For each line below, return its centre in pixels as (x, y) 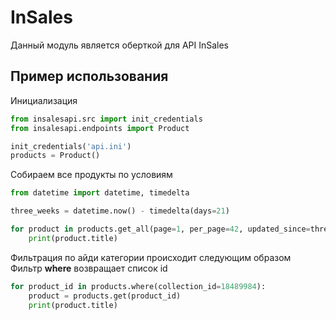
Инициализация (44, 100)
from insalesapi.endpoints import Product (100, 128)
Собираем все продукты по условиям (91, 175)
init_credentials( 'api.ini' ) (71, 146)
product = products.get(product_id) (105, 296)
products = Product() (55, 156)
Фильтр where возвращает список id (89, 268)
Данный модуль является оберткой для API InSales (120, 45)
